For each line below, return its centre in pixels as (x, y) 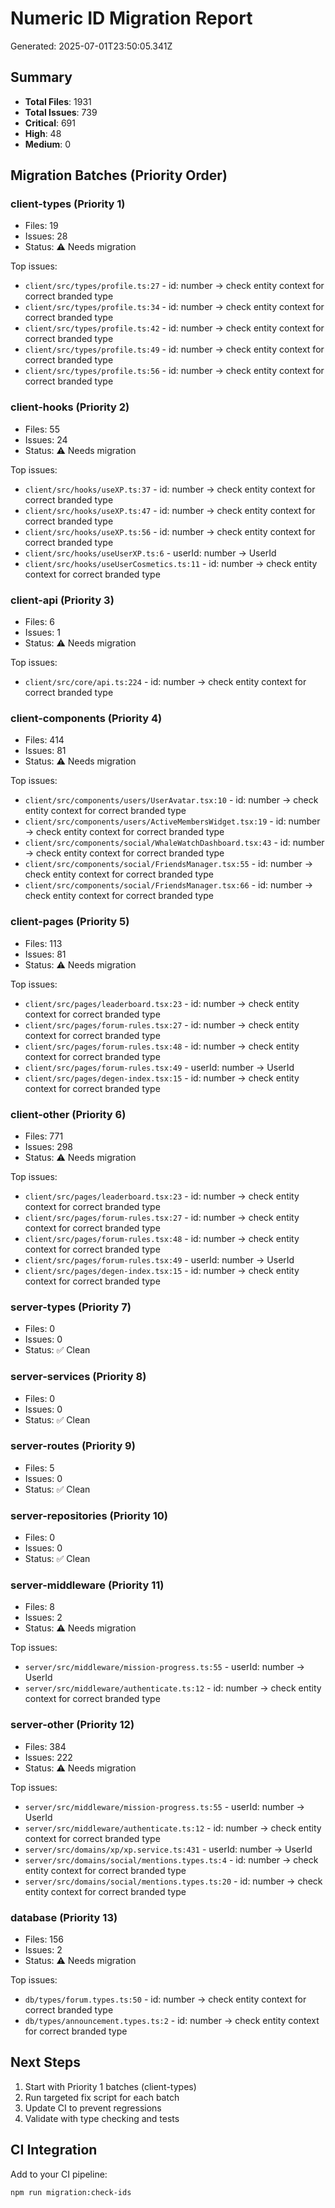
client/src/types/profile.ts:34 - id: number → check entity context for (174, 307)
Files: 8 (40, 1607)
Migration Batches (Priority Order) (119, 175)
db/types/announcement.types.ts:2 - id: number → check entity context (172, 2020)
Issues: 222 (48, 1757)
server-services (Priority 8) (78, 1377)
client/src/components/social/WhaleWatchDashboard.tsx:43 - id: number (174, 843)
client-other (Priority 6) (68, 1114)
